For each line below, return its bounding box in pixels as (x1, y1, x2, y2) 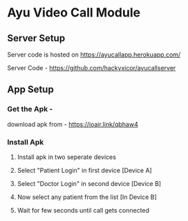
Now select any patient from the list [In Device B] (17, 193, 157, 201)
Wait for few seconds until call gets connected (17, 206, 150, 214)
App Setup (7, 84, 54, 96)
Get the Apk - (7, 105, 53, 114)
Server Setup (7, 32, 66, 44)
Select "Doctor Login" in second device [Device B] (17, 179, 161, 187)
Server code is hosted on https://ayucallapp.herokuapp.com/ (7, 50, 181, 59)
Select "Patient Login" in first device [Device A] (17, 166, 152, 174)
